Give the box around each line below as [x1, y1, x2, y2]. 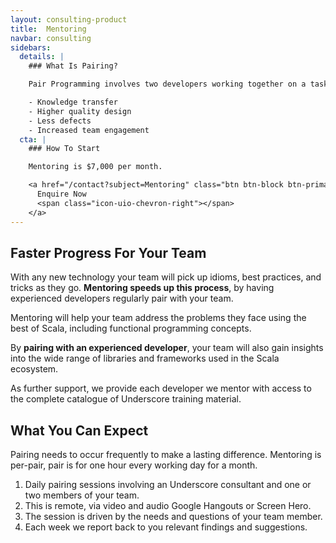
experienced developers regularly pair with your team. [10, 292, 234, 305]
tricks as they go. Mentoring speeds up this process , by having [10, 282, 275, 294]
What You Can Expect [10, 422, 149, 439]
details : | [19, 52, 65, 62]
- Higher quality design [28, 106, 132, 116]
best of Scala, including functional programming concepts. [10, 322, 252, 335]
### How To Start [28, 144, 101, 154]
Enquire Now [36, 189, 87, 199]
